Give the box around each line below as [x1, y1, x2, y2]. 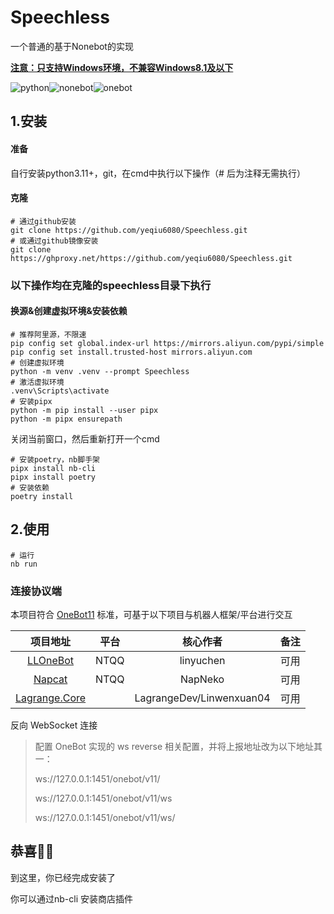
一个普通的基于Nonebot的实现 [10, 40, 134, 52]
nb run [10, 559, 38, 569]
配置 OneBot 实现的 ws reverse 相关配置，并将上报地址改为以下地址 [34, 740, 315, 752]
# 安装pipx [10, 396, 53, 406]
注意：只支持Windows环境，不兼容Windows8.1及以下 [10, 61, 234, 73]
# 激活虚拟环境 [10, 377, 65, 387]
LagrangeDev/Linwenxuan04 [134, 691, 271, 705]
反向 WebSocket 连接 [10, 719, 98, 731]
